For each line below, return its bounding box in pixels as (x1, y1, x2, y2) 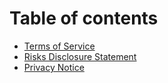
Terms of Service (23, 40, 96, 52)
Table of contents (9, 7, 159, 30)
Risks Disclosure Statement (23, 50, 137, 62)
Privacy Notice (23, 61, 85, 73)
